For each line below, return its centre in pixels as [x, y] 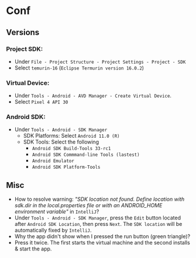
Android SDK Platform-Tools [66, 168]
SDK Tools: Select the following [61, 142]
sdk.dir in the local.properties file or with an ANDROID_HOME [88, 205]
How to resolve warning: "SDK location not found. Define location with [99, 199]
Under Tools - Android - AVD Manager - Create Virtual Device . [93, 96]
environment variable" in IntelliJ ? [57, 212]
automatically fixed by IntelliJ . [53, 230]
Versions [23, 32]
